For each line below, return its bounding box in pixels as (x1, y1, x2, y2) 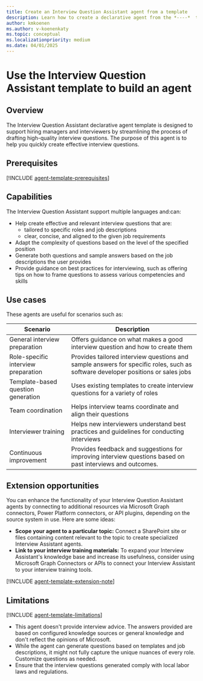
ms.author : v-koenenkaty (6, 25, 69, 32)
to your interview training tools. (14, 566, 92, 573)
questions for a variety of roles (71, 389, 158, 398)
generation (9, 393, 40, 401)
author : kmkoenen (6, 20, 50, 26)
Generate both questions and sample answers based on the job (14, 251, 173, 259)
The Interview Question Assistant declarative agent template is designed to (6, 121, 193, 129)
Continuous (9, 448, 42, 457)
